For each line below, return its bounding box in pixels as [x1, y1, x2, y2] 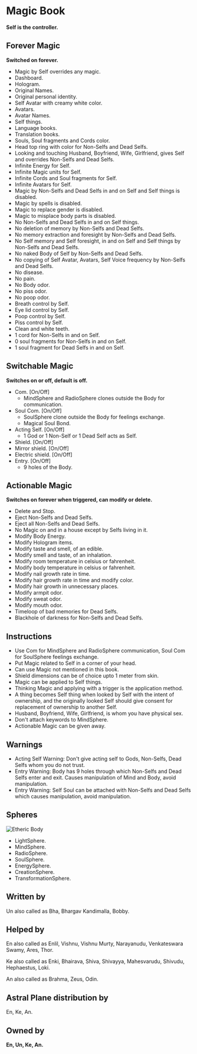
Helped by [6, 925, 45, 935]
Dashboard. [14, 74, 44, 81]
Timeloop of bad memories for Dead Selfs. [14, 608, 119, 615]
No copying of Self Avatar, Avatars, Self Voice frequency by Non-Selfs [14, 256, 186, 263]
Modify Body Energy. [14, 533, 66, 540]
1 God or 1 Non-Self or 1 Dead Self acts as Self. [23, 432, 137, 439]
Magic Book [6, 4, 65, 18]
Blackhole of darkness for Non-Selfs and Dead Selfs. [14, 614, 143, 621]
